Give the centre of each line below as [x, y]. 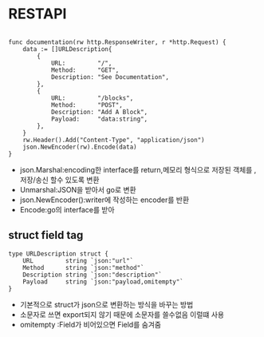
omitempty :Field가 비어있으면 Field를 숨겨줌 [91, 324]
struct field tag [46, 235]
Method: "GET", [85, 70]
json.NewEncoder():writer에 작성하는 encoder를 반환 [104, 200]
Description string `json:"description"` [92, 275]
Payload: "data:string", [99, 119]
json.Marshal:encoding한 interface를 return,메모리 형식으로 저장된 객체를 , [138, 169]
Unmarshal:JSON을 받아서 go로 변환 [78, 189]
